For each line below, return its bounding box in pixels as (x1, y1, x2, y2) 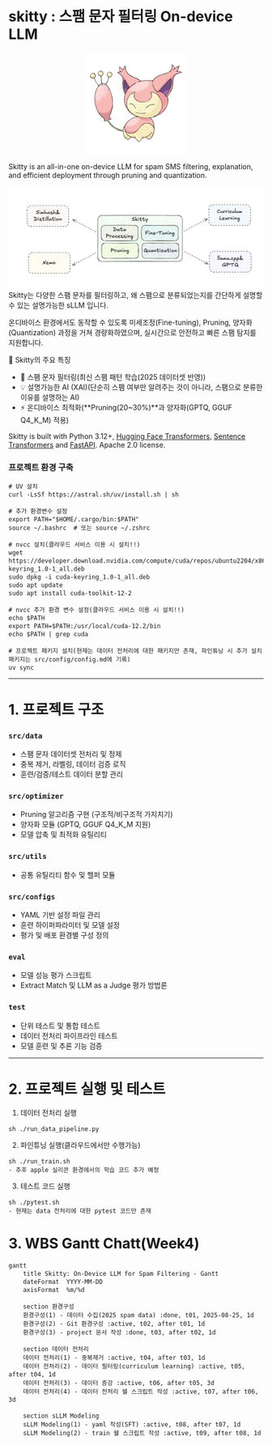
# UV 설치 (8, 482, 38, 491)
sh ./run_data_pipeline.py (8, 1125, 100, 1133)
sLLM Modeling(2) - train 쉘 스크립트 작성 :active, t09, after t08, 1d (23, 1430, 261, 1438)
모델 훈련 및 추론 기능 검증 (19, 1041, 103, 1051)
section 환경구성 (23, 1303, 74, 1311)
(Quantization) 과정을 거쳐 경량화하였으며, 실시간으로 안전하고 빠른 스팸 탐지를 (8, 328, 257, 338)
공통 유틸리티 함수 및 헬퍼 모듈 (19, 869, 116, 879)
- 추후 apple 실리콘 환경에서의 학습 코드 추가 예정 (8, 1167, 159, 1175)
